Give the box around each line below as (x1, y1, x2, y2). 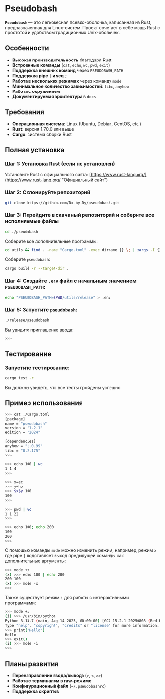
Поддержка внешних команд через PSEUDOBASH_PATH (12, 67, 124, 73)
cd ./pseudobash (5, 229, 38, 234)
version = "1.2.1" (5, 425, 43, 430)
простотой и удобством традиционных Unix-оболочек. (5, 30, 120, 35)
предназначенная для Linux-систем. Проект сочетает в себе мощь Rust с (5, 24, 160, 30)
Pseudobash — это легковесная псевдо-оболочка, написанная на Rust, (5, 19, 152, 25)
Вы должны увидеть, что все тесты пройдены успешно (5, 385, 121, 391)
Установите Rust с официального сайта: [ (5, 172, 91, 178)
